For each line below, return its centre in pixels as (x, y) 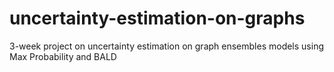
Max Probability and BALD (63, 56)
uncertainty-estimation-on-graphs (157, 18)
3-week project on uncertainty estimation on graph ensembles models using (167, 46)
